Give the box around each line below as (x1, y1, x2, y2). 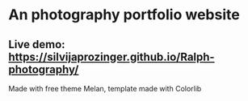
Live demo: (8, 38, 66, 51)
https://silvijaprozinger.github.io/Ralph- (8, 50, 216, 63)
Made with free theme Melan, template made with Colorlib (8, 84, 202, 93)
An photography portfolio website (8, 6, 240, 24)
